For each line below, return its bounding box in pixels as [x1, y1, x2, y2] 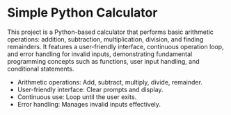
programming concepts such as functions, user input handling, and [7, 57, 200, 65]
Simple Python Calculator [7, 5, 158, 21]
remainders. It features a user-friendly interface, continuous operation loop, [7, 42, 224, 51]
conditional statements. [7, 64, 74, 73]
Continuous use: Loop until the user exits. [17, 92, 137, 101]
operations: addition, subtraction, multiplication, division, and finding [7, 35, 204, 43]
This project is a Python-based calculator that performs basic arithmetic [7, 28, 214, 36]
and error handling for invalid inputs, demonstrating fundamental [7, 50, 193, 58]
